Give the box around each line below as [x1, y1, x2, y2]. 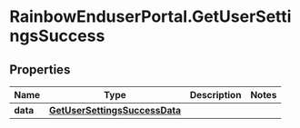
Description [189, 89, 242, 101]
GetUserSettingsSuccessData [48, 104, 182, 116]
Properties [9, 62, 71, 77]
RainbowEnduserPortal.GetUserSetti [9, 6, 292, 27]
